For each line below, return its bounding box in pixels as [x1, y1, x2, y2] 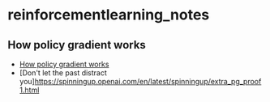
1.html [19, 85, 40, 95]
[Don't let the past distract [19, 68, 107, 78]
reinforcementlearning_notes [7, 6, 210, 24]
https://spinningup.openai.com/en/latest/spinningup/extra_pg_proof [34, 77, 262, 86]
